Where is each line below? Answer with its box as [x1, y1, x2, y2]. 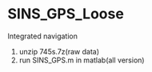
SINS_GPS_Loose [7, 5, 125, 23]
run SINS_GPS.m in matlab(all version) [18, 55, 145, 65]
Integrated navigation [7, 31, 78, 41]
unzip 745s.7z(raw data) [18, 46, 99, 56]
